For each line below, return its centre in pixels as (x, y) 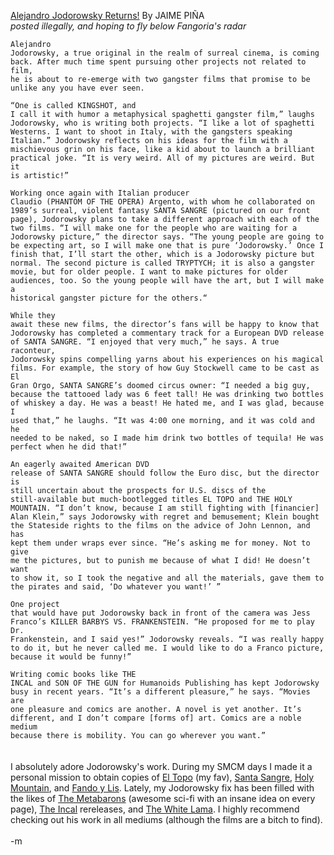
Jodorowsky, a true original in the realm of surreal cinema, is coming (165, 53)
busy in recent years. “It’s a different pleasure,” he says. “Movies (160, 692)
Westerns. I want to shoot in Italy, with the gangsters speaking (151, 132)
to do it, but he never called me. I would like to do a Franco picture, (167, 648)
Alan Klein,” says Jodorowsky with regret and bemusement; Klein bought (165, 517)
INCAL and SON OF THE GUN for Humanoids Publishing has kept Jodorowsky (165, 683)
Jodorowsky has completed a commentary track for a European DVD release (167, 333)
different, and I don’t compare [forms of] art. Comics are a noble (156, 718)
